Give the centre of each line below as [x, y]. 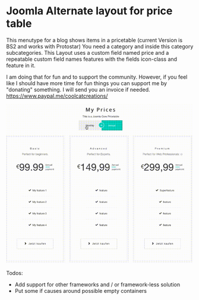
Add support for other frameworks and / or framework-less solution [97, 285]
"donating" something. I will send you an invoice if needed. [78, 89]
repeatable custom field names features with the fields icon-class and [91, 59]
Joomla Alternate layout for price [89, 11]
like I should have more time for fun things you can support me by [87, 83]
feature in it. [21, 65]
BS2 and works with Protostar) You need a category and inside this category [100, 46]
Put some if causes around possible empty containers [81, 290]
